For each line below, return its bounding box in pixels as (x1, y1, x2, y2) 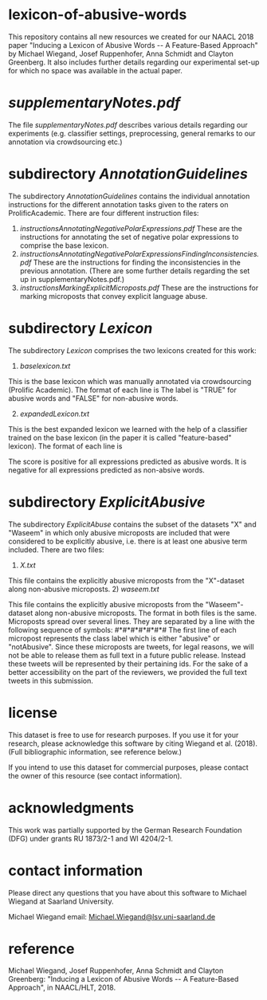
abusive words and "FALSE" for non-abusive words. (8, 393, 179, 403)
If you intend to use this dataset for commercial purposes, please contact (8, 763, 249, 772)
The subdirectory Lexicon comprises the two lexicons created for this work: (8, 345, 257, 355)
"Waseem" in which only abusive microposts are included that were (8, 527, 230, 537)
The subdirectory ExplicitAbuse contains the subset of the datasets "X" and (8, 520, 257, 529)
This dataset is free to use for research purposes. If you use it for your (8, 730, 239, 739)
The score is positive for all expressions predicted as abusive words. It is (8, 457, 247, 466)
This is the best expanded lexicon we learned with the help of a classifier (8, 424, 248, 433)
